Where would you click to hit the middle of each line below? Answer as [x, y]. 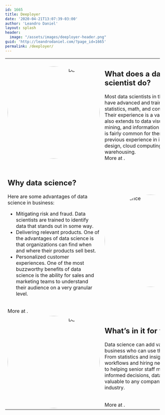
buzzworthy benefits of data [48, 269]
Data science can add [130, 344]
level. [22, 293]
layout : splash [21, 28]
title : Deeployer [23, 14]
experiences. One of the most [50, 263]
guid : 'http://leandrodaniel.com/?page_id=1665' [56, 42]
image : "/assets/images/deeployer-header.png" [58, 37]
